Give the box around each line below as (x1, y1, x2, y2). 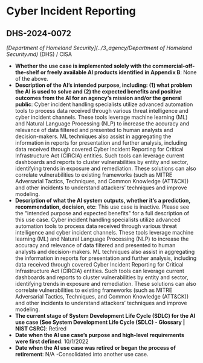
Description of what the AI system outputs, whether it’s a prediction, (14, 197, 191, 204)
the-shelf (14, 69, 39, 76)
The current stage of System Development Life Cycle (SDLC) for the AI (14, 312, 196, 319)
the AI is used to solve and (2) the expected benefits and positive (14, 88, 182, 95)
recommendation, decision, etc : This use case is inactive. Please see (14, 203, 189, 210)
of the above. (14, 75, 48, 82)
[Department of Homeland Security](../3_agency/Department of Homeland (6, 44, 192, 51)
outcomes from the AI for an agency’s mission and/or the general (14, 95, 182, 101)
